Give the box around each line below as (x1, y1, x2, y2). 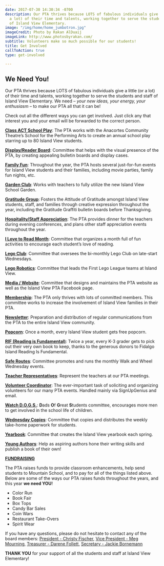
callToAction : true (5, 48, 45, 53)
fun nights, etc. (5, 172, 36, 178)
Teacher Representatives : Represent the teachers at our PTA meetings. (5, 373, 150, 379)
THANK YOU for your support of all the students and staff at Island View (5, 550, 151, 556)
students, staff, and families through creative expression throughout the (5, 202, 149, 207)
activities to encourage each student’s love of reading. (5, 241, 115, 247)
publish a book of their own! (5, 446, 61, 452)
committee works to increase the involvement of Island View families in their (5, 300, 158, 305)
